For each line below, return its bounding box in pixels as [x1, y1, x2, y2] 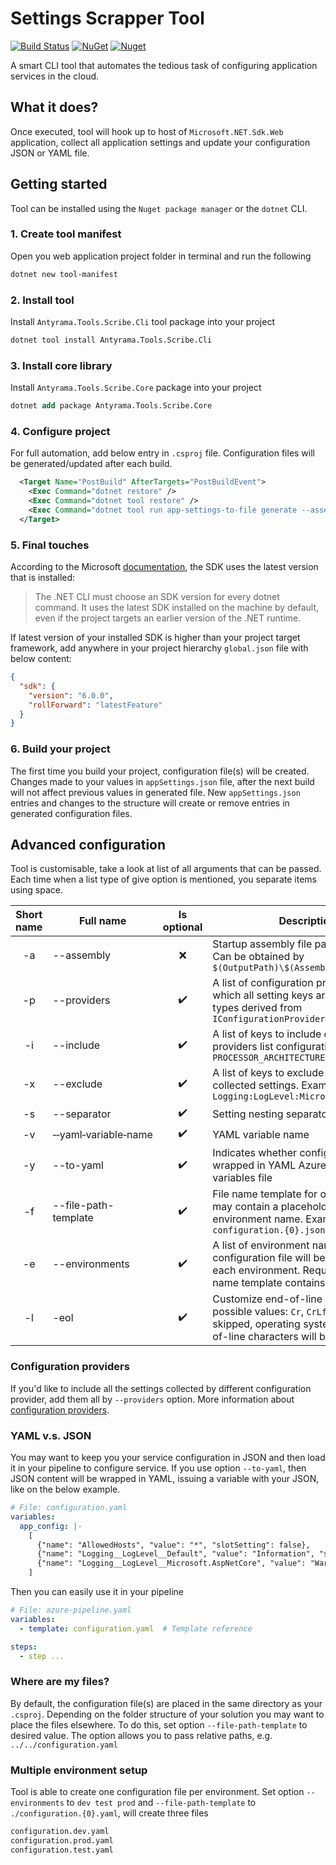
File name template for [212, 1187, 318, 1201]
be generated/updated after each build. [10, 458, 173, 470]
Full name [79, 914, 127, 928]
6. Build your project [10, 742, 111, 756]
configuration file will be [212, 1251, 326, 1265]
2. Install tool [10, 293, 75, 307]
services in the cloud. [10, 70, 100, 82]
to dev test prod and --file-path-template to [66, 1796, 257, 1808]
